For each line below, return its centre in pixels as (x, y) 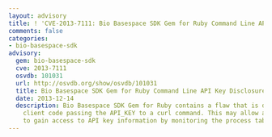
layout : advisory (38, 16)
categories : (28, 38)
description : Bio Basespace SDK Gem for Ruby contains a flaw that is (137, 106)
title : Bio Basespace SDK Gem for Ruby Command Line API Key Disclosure (141, 91)
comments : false (36, 31)
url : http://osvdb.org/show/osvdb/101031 (87, 83)
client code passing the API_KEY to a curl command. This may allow (141, 114)
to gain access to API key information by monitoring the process (137, 121)
